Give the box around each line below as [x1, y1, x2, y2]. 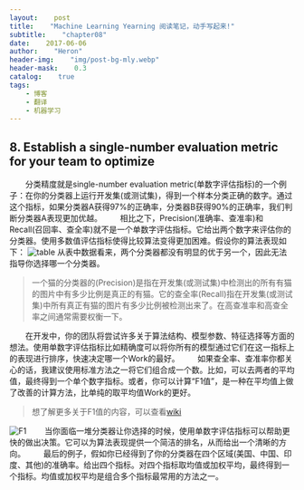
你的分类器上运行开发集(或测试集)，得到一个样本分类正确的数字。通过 [33, 190, 293, 201]
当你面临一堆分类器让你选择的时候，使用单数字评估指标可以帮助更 [43, 426, 290, 437]
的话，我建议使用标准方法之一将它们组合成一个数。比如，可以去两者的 [16, 364, 279, 376]
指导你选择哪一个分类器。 [9, 258, 105, 269]
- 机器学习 [25, 106, 62, 115]
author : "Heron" [9, 47, 83, 56]
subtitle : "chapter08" [9, 30, 107, 39]
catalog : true [9, 72, 75, 82]
